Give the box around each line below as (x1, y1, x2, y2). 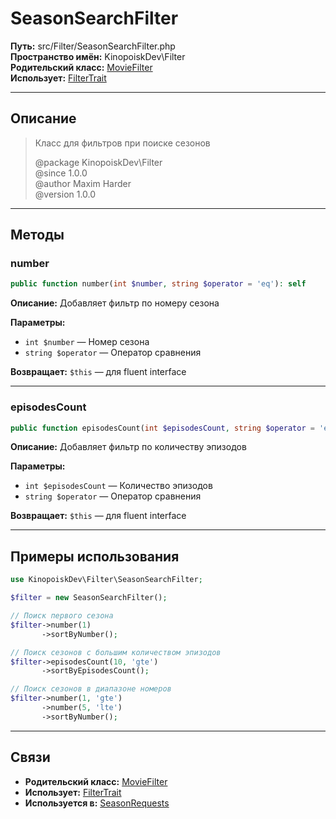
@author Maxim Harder (34, 177, 132, 189)
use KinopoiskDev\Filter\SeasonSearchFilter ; (10, 575, 203, 585)
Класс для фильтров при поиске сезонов (34, 137, 211, 149)
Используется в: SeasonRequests (24, 797, 170, 809)
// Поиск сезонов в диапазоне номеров (10, 684, 172, 694)
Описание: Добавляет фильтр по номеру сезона (10, 297, 220, 309)
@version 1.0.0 (34, 188, 97, 200)
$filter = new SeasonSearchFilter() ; (10, 593, 168, 603)
